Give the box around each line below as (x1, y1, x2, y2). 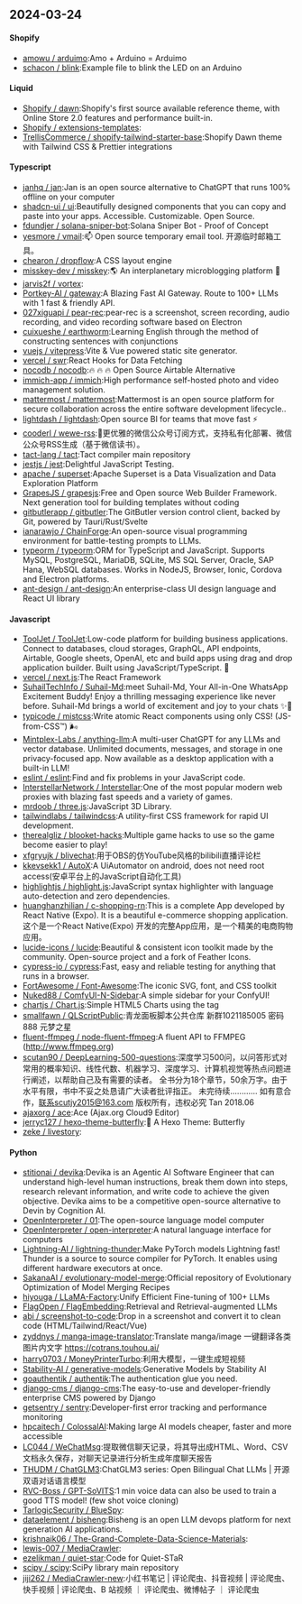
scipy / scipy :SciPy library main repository (22, 1563, 179, 1573)
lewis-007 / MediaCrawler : (22, 1543, 122, 1554)
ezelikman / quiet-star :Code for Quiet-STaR (22, 1553, 184, 1563)
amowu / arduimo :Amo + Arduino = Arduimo (22, 52, 188, 63)
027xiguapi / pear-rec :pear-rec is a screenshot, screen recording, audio (22, 307, 290, 318)
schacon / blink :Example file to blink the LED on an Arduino (22, 62, 243, 73)
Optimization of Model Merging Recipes (22, 1282, 170, 1293)
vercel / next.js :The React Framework (22, 672, 161, 683)
